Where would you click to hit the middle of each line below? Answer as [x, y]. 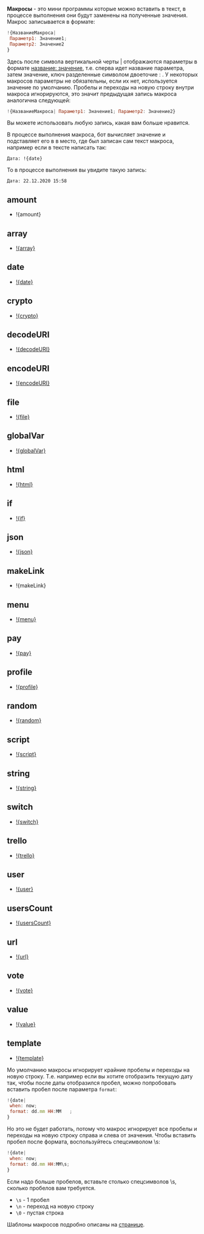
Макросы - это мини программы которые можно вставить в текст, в [96, 9]
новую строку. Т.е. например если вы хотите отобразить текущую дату [100, 1076]
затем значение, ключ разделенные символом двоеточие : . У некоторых [102, 74]
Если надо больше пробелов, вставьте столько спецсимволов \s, [92, 1181]
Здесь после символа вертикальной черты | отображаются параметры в [102, 61]
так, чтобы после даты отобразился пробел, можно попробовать [92, 1083]
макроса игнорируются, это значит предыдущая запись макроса [92, 94]
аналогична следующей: [39, 100]
